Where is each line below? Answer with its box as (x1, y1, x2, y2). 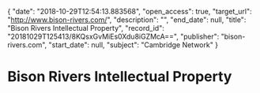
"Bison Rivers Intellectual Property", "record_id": (7, 24, 165, 32)
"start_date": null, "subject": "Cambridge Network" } (48, 40, 219, 50)
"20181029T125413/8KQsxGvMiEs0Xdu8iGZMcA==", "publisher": (7, 32, 220, 41)
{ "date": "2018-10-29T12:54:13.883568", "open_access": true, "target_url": (7, 7, 252, 16)
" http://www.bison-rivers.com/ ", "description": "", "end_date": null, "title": (7, 15, 247, 24)
